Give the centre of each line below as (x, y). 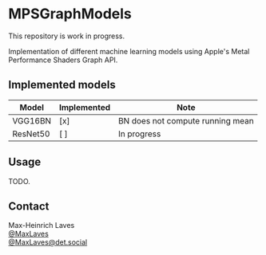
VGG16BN (32, 120)
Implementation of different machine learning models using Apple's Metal (129, 51)
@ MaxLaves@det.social (48, 242)
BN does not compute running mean (186, 120)
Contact (29, 206)
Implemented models (62, 85)
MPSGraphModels (70, 14)
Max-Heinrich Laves (42, 226)
